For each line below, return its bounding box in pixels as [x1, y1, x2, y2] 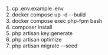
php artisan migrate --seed [11, 42, 78, 49]
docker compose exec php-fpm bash [11, 18, 102, 24]
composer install [11, 23, 53, 30]
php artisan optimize [11, 36, 62, 43]
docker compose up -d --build [11, 11, 86, 18]
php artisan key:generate [11, 30, 73, 37]
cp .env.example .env [11, 5, 64, 12]
